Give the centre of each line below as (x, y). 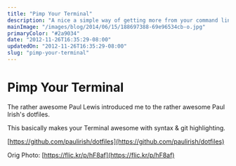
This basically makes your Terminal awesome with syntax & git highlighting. (117, 127)
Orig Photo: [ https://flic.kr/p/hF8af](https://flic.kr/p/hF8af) (91, 155)
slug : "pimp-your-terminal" (48, 53)
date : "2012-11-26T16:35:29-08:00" (59, 40)
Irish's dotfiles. (29, 114)
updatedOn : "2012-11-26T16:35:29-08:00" (67, 46)
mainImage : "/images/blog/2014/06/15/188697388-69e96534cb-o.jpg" (106, 27)
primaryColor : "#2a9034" (44, 33)
